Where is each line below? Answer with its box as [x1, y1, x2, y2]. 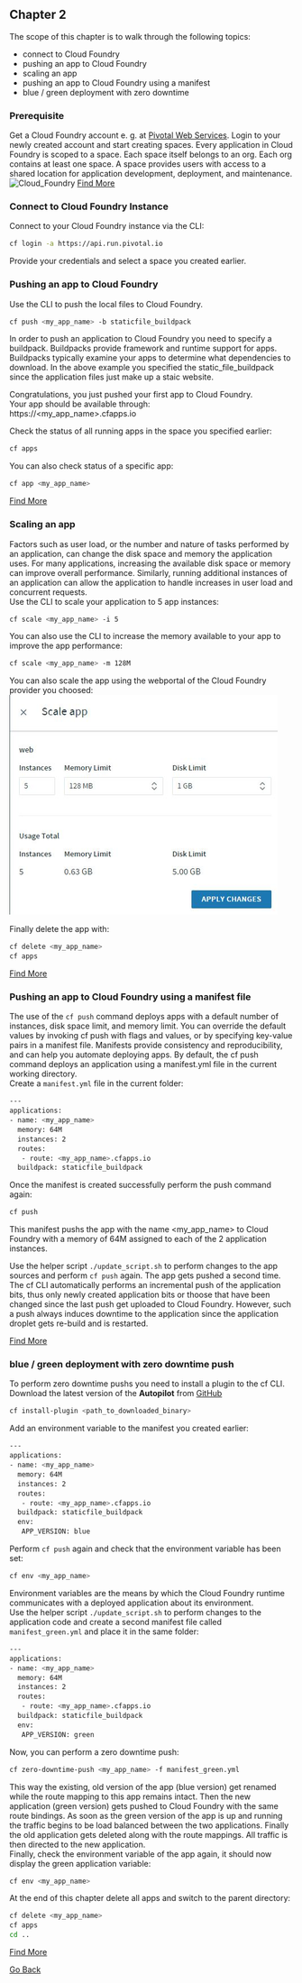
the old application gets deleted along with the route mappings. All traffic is [9, 1829, 288, 1840]
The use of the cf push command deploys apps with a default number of [9, 1011, 279, 1022]
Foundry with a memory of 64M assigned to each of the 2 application [9, 1234, 268, 1245]
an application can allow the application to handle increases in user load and [9, 577, 293, 588]
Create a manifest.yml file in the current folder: [9, 1078, 184, 1089]
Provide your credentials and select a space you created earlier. [9, 256, 246, 267]
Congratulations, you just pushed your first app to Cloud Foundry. [9, 389, 253, 400]
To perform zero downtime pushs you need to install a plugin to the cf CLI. [9, 1378, 286, 1389]
